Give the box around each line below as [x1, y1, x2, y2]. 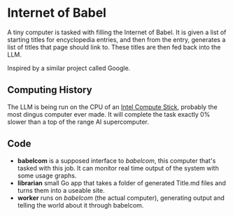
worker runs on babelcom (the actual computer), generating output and [17, 194, 225, 202]
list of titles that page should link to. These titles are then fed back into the [7, 43, 221, 51]
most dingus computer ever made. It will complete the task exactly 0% [7, 110, 211, 118]
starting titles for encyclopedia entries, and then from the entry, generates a [7, 35, 226, 43]
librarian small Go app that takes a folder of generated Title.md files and [17, 178, 226, 187]
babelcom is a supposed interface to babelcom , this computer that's [17, 156, 216, 165]
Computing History [7, 84, 92, 96]
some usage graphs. [17, 171, 77, 180]
